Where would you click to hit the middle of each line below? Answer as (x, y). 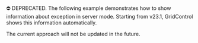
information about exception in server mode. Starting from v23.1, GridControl (100, 17)
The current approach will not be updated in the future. (73, 34)
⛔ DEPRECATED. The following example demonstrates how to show (89, 8)
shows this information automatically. (52, 23)
